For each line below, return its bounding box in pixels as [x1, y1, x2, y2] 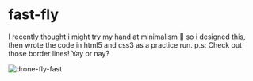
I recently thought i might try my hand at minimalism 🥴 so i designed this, [8, 32, 246, 41]
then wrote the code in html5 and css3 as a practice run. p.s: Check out [8, 40, 243, 49]
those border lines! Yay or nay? [8, 48, 109, 58]
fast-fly [8, 6, 59, 24]
